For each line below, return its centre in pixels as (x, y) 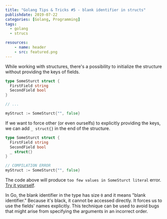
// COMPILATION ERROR (28, 166)
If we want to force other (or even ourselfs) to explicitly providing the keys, (83, 123)
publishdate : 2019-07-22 (31, 15)
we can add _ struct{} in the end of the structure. (58, 128)
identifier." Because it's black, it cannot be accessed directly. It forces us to (84, 201)
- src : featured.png (36, 52)
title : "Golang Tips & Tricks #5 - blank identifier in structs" (75, 10)
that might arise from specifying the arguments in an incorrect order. (77, 211)
